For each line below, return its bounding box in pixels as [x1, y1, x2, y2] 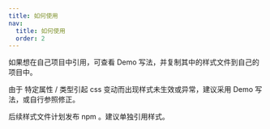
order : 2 [15, 34, 45, 43]
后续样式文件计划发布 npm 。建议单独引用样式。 [8, 112, 169, 122]
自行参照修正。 [29, 94, 79, 105]
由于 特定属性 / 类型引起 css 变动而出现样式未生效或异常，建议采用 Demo [8, 85, 254, 94]
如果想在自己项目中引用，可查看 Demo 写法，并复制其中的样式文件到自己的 [8, 57, 259, 67]
